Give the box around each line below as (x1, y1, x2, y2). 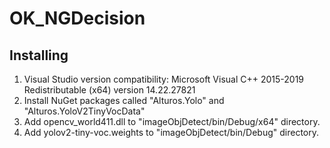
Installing (9, 47, 69, 64)
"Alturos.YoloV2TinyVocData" (23, 105, 146, 117)
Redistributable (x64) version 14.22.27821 (23, 84, 196, 96)
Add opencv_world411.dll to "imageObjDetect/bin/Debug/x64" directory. (23, 116, 321, 127)
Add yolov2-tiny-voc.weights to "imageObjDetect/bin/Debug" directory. (23, 127, 320, 138)
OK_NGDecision (9, 7, 146, 30)
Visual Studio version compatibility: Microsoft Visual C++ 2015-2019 (23, 73, 305, 85)
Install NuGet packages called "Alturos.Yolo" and (23, 95, 225, 106)
